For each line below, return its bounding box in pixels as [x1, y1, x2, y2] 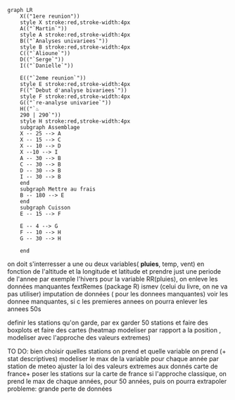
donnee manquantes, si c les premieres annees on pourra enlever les [7, 297, 208, 305]
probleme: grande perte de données [7, 384, 113, 393]
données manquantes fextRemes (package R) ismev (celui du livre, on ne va [7, 282, 228, 291]
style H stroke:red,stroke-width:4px [20, 118, 131, 125]
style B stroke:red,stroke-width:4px [20, 44, 131, 51]
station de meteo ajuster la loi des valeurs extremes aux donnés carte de [7, 362, 218, 370]
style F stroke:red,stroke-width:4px [20, 93, 131, 100]
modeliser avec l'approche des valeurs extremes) [7, 334, 151, 341]
